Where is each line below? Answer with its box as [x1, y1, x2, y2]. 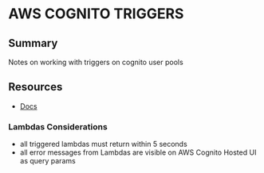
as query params [19, 156, 76, 166]
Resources [8, 80, 63, 94]
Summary [8, 37, 58, 50]
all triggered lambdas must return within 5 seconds [19, 140, 187, 149]
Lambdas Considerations [8, 121, 108, 132]
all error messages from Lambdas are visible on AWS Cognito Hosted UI [19, 148, 257, 157]
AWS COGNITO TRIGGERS [8, 5, 184, 23]
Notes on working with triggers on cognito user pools [8, 57, 183, 67]
